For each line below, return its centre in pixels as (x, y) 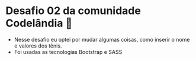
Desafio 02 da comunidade (73, 11)
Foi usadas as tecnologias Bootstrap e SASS (68, 52)
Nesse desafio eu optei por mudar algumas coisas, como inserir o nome (102, 39)
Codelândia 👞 (39, 23)
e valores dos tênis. (38, 46)
